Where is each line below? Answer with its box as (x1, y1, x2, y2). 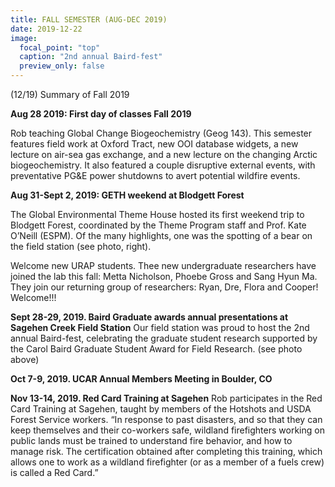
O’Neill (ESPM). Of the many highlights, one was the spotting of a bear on (10, 230, 313, 241)
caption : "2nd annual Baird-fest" (19, 52, 163, 62)
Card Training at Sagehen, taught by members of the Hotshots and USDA (10, 403, 312, 415)
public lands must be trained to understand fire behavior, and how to (10, 435, 293, 446)
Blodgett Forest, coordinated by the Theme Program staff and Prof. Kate (10, 219, 307, 231)
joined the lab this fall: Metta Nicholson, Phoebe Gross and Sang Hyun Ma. (10, 271, 318, 282)
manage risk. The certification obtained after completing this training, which (10, 446, 323, 457)
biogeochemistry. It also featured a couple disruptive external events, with (10, 159, 316, 171)
